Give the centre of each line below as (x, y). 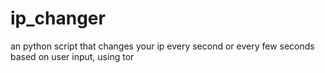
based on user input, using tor (72, 56)
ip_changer (58, 18)
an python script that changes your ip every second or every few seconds (162, 46)
